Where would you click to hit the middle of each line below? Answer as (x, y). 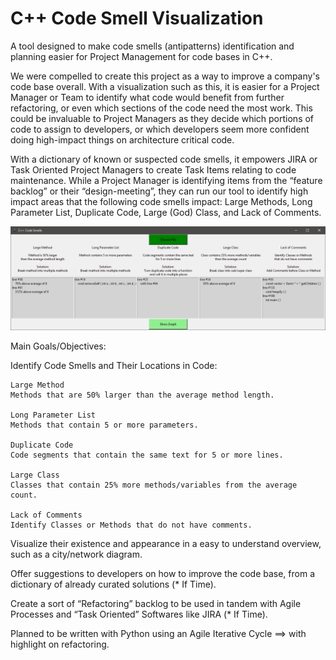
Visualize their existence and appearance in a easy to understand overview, (166, 544)
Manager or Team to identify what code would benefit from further (147, 97)
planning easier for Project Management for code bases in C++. (141, 56)
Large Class (35, 475)
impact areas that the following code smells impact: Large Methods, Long (161, 201)
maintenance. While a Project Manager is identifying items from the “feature (166, 180)
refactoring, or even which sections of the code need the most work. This (161, 108)
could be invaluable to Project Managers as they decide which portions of (162, 118)
